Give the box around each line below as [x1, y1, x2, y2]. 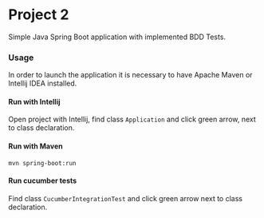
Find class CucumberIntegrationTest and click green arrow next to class [8, 193, 243, 203]
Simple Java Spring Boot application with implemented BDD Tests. [8, 32, 226, 42]
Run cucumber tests [8, 176, 77, 185]
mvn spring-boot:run [8, 159, 77, 167]
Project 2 [8, 6, 69, 24]
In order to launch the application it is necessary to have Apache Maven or [8, 70, 253, 80]
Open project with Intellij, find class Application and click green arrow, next [8, 114, 257, 125]
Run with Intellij [8, 97, 61, 106]
